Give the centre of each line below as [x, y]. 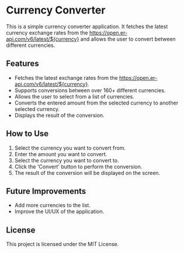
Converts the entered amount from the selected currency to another [96, 103]
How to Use [27, 134]
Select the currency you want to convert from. [70, 148]
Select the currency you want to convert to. [67, 160]
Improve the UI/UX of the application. [59, 211]
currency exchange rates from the [47, 32]
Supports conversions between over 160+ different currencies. [90, 90]
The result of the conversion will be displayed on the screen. [87, 173]
